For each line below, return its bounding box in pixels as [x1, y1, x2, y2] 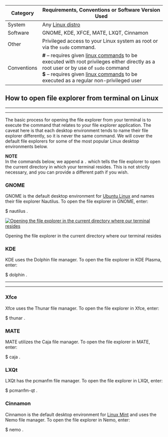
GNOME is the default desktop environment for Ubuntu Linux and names [5, 193, 154, 199]
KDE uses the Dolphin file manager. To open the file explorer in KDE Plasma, [5, 257, 161, 263]
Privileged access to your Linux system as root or [42, 38, 158, 44]
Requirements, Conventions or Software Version [42, 7, 160, 13]
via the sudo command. [42, 44, 96, 51]
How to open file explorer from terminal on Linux [5, 94, 159, 102]
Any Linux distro [42, 21, 80, 28]
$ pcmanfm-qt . [5, 387, 37, 393]
